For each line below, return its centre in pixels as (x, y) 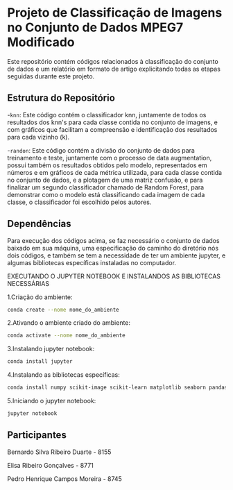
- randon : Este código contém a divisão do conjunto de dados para (101, 150)
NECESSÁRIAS (28, 283)
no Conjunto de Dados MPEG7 (95, 27)
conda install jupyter (40, 362)
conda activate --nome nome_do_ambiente (67, 336)
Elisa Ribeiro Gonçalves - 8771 (50, 465)
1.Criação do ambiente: (40, 297)
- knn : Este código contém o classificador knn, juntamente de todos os (107, 115)
